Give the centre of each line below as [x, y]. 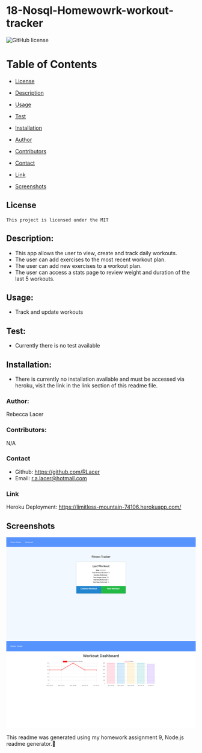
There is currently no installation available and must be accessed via [99, 379]
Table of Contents [52, 65]
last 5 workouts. [35, 279]
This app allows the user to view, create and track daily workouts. [96, 253]
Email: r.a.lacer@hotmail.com [51, 478]
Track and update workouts [49, 312]
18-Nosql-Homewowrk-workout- [90, 11]
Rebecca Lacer [25, 415]
